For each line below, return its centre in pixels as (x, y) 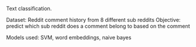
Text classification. (29, 9)
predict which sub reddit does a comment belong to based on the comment (98, 26)
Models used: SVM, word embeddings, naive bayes (69, 37)
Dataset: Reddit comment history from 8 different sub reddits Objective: (93, 20)
